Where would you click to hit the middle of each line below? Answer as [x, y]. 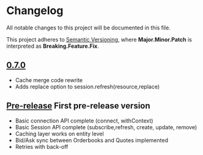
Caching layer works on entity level [59, 134]
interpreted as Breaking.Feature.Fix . [53, 46]
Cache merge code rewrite [49, 80]
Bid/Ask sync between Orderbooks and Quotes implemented [91, 140]
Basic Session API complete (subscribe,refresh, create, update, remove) [106, 127]
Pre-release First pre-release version [79, 106]
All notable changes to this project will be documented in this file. [89, 28]
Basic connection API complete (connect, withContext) [84, 121]
